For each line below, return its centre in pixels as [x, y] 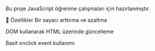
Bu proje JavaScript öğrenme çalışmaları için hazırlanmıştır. [78, 9]
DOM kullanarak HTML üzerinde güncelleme [60, 31]
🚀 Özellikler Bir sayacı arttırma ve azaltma [56, 20]
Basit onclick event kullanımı [40, 43]
